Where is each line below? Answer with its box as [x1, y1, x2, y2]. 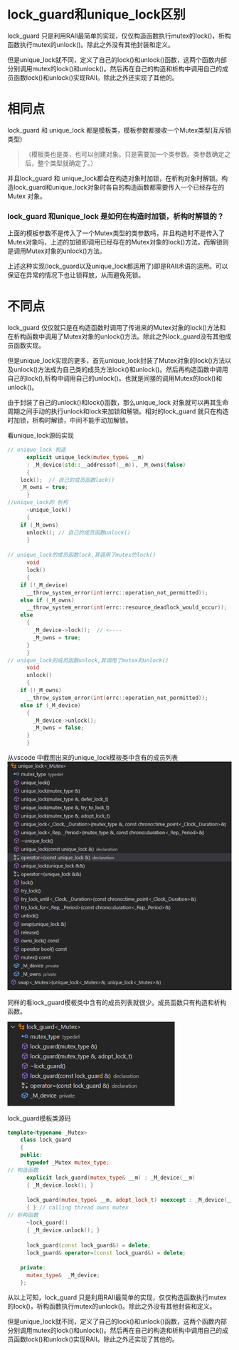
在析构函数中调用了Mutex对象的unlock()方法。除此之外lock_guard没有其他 [7, 332, 225, 341]
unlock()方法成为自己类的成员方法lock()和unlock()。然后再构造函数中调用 [13, 365, 229, 374]
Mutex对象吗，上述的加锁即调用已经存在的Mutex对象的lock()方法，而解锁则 [7, 238, 229, 247]
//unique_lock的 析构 [7, 499, 68, 506]
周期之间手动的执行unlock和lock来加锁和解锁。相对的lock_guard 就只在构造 [7, 407, 229, 416]
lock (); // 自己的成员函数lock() [20, 476, 115, 483]
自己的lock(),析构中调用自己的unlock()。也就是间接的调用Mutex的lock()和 [7, 374, 223, 383]
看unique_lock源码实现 [7, 431, 75, 440]
